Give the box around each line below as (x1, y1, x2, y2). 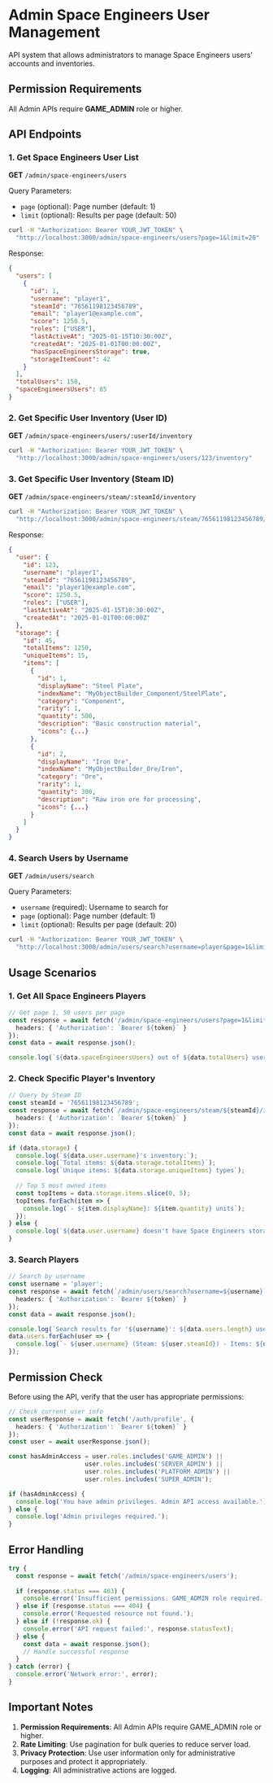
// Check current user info (8, 1407, 104, 1416)
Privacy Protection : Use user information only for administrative (19, 1748, 236, 1758)
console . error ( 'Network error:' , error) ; (15, 1671, 158, 1679)
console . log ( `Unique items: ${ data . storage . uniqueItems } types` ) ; (15, 1167, 245, 1175)
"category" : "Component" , (37, 697, 126, 705)
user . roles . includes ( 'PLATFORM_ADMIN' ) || (84, 1468, 231, 1476)
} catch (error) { (8, 1663, 71, 1671)
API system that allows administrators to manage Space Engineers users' (8, 50, 253, 59)
